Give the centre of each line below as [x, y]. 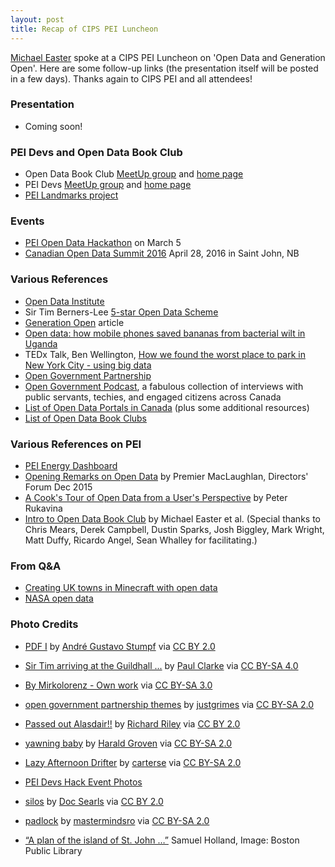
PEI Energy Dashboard [71, 465]
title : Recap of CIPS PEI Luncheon [84, 29]
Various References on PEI [76, 444]
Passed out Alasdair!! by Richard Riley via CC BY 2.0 [132, 723]
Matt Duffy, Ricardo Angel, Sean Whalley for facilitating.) [141, 540]
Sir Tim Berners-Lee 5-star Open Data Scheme [121, 312]
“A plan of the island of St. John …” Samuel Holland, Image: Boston [162, 840]
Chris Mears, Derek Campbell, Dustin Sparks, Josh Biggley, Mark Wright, [174, 529]
